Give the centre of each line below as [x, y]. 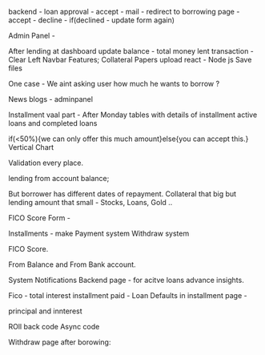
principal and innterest [45, 311]
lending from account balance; [59, 178]
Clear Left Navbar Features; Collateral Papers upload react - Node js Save [130, 60]
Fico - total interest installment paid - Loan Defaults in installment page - [128, 295]
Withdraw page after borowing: [60, 342]
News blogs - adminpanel [51, 99]
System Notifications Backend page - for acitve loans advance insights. [126, 280]
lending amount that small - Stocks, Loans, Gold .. [90, 202]
